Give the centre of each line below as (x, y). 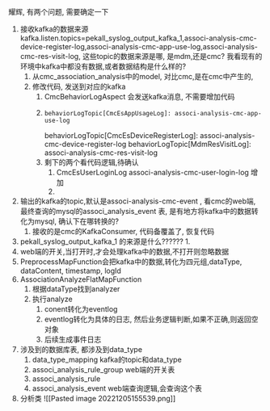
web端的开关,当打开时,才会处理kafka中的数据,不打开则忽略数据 (124, 252)
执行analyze (52, 299)
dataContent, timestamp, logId (70, 271)
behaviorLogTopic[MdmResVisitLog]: (190, 144)
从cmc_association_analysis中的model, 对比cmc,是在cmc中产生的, (143, 76)
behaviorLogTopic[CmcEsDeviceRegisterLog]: (121, 135)
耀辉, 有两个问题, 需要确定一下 (59, 12)
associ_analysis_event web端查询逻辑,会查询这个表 (117, 388)
